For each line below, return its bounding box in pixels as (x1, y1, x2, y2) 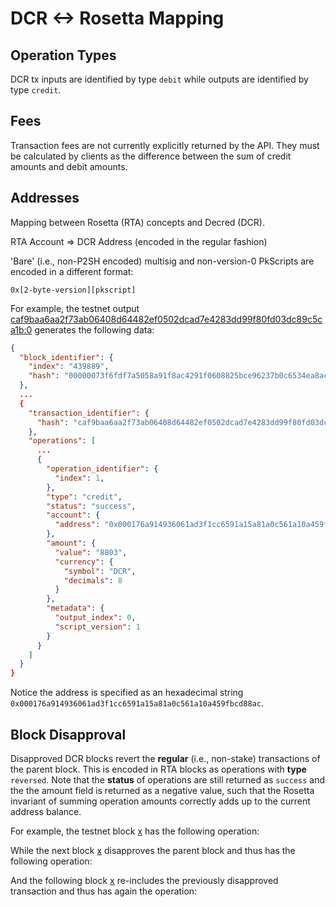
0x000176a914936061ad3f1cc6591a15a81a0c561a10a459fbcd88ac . (10, 697, 264, 709)
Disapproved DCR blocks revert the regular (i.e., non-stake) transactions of (10, 752, 321, 764)
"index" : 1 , (54, 473, 105, 483)
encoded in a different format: (10, 265, 134, 277)
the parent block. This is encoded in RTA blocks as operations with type (10, 763, 307, 775)
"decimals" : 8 (63, 575, 123, 586)
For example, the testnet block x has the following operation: (10, 825, 260, 837)
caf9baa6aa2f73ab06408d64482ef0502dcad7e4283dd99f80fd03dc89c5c (10, 313, 323, 325)
